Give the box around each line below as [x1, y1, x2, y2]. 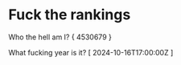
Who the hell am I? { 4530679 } [8, 32, 113, 42]
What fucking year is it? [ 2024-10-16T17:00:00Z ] [8, 47, 174, 57]
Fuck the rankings [8, 6, 131, 24]
